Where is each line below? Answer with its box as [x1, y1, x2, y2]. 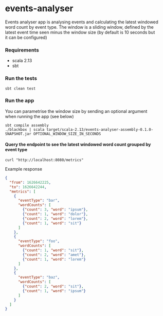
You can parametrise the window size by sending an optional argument [5, 108, 147, 114]
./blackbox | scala [5, 127, 45, 132]
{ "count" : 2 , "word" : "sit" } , [22, 284, 84, 289]
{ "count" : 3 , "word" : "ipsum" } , [22, 207, 89, 212]
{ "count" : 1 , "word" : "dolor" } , [22, 212, 89, 217]
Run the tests [5, 75, 37, 82]
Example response [5, 166, 42, 172]
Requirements [5, 47, 39, 53]
